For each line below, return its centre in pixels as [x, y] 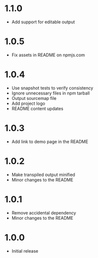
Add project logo [28, 103]
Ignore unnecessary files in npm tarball [51, 93]
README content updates [37, 108]
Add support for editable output [43, 22]
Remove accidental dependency [44, 213]
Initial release [25, 251]
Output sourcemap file [34, 98]
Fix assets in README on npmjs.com [48, 55]
